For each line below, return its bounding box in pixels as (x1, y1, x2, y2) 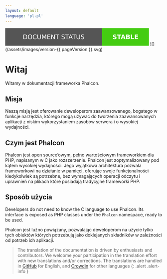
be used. (5, 217, 23, 223)
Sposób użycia (5, 193, 52, 201)
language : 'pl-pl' (5, 13, 43, 19)
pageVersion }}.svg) (61, 46, 103, 52)
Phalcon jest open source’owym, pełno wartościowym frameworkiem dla (5, 152, 154, 158)
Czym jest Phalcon (5, 138, 65, 147)
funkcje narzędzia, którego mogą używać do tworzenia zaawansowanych (5, 113, 156, 120)
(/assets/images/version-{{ (5, 46, 61, 52)
